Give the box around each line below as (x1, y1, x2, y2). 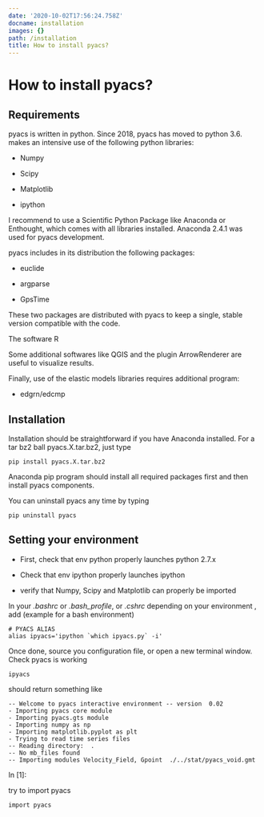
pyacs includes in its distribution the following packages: (8, 248, 195, 257)
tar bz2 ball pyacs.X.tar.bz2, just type (8, 442, 132, 451)
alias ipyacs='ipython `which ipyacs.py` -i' (8, 632, 162, 640)
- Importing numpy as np (8, 721, 91, 729)
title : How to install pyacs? (8, 42, 110, 50)
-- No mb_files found (8, 749, 81, 757)
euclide (19, 264, 45, 273)
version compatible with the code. (8, 318, 121, 329)
